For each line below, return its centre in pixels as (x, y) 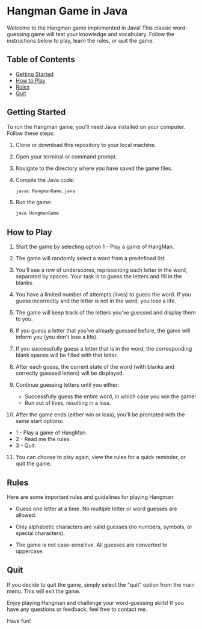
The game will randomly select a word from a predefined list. (91, 258)
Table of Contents (41, 59)
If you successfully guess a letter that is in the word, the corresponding (104, 349)
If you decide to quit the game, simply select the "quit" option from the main (101, 584)
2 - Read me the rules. (43, 439)
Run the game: (34, 202)
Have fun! (19, 621)
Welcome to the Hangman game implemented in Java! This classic (89, 28)
